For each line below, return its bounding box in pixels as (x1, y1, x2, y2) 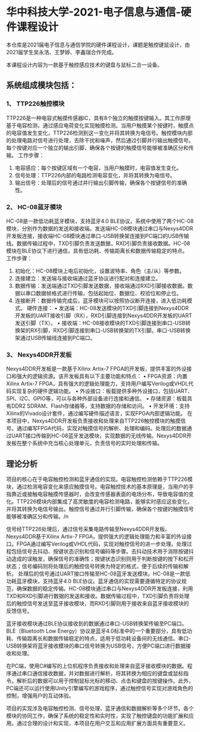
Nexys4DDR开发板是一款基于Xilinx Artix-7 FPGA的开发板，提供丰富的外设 (6, 365, 187, 373)
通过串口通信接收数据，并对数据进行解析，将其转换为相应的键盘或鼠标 (11, 670, 183, 677)
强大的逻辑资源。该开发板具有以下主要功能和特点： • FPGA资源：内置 (16, 373, 187, 380)
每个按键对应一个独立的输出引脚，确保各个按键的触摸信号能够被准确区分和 (6, 144, 189, 151)
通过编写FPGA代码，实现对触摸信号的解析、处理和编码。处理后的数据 (16, 425, 187, 432)
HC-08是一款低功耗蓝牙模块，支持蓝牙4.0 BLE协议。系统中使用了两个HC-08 (6, 217, 194, 224)
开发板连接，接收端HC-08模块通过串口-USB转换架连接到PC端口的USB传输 (6, 232, 189, 239)
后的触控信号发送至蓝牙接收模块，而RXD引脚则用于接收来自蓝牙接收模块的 (6, 600, 189, 607)
